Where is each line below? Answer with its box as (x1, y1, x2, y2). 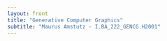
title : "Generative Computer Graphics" (7, 17, 124, 24)
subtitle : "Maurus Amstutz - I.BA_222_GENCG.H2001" (7, 23, 161, 30)
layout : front (7, 10, 49, 17)
